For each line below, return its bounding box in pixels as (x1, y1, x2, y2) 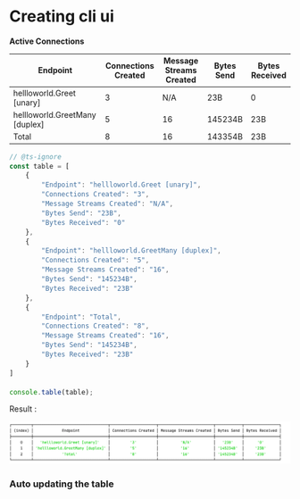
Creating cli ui (9, 6, 114, 27)
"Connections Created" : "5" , (41, 256, 150, 265)
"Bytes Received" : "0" (41, 218, 126, 227)
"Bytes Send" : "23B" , (41, 208, 122, 218)
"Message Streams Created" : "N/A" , (41, 199, 174, 209)
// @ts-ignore (9, 152, 62, 162)
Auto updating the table (9, 478, 114, 490)
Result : (9, 403, 37, 414)
